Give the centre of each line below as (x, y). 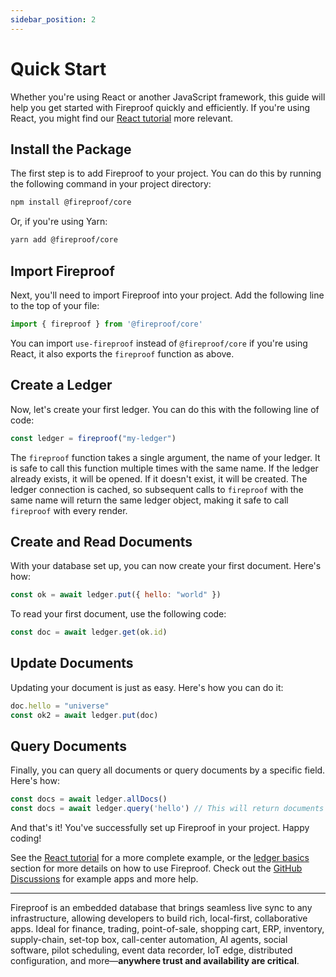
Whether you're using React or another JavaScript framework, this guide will (168, 97)
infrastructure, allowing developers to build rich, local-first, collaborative (159, 918)
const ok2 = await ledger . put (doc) (84, 715)
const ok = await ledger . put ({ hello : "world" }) (116, 595)
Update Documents (72, 663)
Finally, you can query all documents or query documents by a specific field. (168, 770)
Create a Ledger (61, 385)
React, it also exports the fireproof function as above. (122, 353)
